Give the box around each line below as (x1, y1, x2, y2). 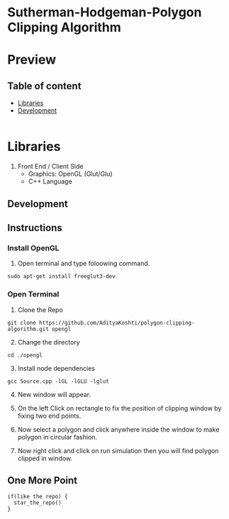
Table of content (7, 79, 82, 92)
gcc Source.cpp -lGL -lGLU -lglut (7, 377, 110, 385)
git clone (7, 319, 37, 326)
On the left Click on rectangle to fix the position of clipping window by (17, 403, 222, 412)
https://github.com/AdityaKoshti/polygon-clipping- (38, 319, 195, 326)
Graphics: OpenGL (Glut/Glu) (28, 169, 113, 178)
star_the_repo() (13, 499, 62, 507)
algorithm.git (7, 325, 50, 333)
